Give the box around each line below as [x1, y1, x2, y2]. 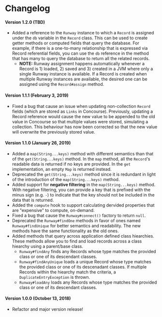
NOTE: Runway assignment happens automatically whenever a [19, 61, 145, 67]
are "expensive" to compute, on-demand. [12, 207, 95, 213]
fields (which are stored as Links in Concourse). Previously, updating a [12, 108, 153, 114]
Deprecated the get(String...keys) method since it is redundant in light [12, 171, 156, 177]
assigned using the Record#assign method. [19, 81, 104, 87]
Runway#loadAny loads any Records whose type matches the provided [19, 279, 157, 285]
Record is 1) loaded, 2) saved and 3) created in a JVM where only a [19, 66, 153, 72]
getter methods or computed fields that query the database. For [12, 40, 139, 46]
